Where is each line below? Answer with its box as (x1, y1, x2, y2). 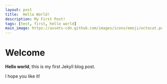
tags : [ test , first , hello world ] (5, 21, 77, 26)
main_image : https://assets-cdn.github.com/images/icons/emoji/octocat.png (5, 26, 166, 31)
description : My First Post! (5, 16, 66, 21)
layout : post (5, 7, 32, 12)
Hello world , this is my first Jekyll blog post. (5, 64, 95, 70)
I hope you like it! (5, 73, 40, 80)
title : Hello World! (5, 12, 50, 17)
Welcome (5, 47, 45, 59)
